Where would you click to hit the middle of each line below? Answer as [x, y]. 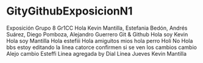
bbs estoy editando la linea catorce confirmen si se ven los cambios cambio [101, 47]
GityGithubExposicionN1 [69, 11]
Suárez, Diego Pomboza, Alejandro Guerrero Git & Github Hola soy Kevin [97, 34]
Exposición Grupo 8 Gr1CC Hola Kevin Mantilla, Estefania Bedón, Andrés [97, 28]
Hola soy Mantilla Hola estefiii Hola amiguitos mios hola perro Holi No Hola [100, 41]
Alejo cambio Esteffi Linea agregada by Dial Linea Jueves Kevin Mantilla [97, 53]
